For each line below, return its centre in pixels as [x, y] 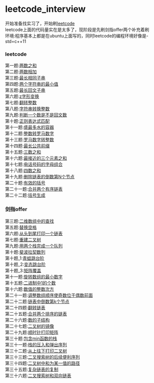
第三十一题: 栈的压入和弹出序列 [36, 344]
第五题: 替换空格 [21, 227]
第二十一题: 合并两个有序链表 [34, 189]
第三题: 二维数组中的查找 [30, 221]
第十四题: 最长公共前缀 [28, 146]
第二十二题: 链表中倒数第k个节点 [37, 301]
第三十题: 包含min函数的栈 [31, 338]
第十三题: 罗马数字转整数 [30, 140]
